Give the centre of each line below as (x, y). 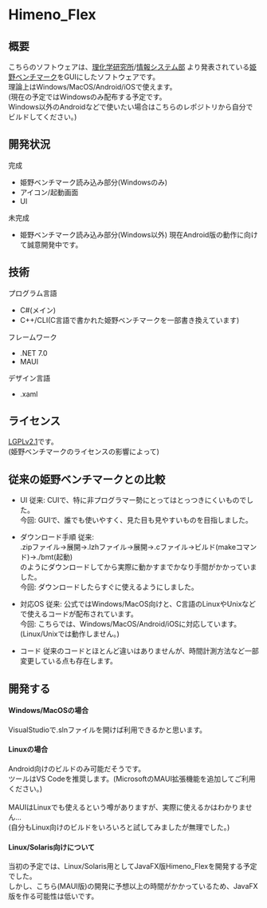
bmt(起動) (57, 557)
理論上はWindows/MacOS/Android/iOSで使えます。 (92, 87)
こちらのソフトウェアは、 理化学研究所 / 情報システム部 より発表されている (129, 67)
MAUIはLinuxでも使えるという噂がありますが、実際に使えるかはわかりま (127, 807)
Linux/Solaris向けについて (52, 847)
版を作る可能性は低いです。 (53, 896)
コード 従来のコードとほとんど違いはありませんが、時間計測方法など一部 (139, 651)
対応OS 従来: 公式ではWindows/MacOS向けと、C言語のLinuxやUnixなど (138, 604)
